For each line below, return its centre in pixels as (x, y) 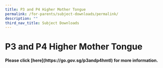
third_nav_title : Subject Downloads (42, 23)
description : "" (21, 18)
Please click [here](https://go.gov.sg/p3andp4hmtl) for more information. (81, 60)
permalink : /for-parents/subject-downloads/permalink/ (62, 14)
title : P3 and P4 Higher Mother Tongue (45, 9)
